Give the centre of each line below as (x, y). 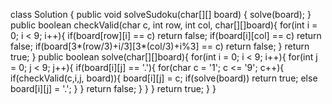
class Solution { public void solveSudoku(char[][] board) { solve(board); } (161, 14)
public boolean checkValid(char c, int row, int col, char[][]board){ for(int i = (164, 25)
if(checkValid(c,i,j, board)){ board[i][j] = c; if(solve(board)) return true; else (164, 78)
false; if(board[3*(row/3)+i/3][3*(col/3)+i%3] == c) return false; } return (160, 46)
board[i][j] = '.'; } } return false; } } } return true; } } (113, 88)
